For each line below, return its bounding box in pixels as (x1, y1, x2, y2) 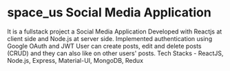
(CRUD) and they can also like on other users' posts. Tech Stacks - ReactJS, (7, 49, 224, 57)
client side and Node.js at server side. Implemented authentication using (7, 34, 212, 42)
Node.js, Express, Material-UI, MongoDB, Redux (7, 56, 143, 64)
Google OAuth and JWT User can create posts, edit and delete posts (7, 42, 202, 50)
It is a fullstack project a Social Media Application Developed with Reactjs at (7, 27, 222, 35)
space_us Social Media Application (7, 5, 211, 20)
